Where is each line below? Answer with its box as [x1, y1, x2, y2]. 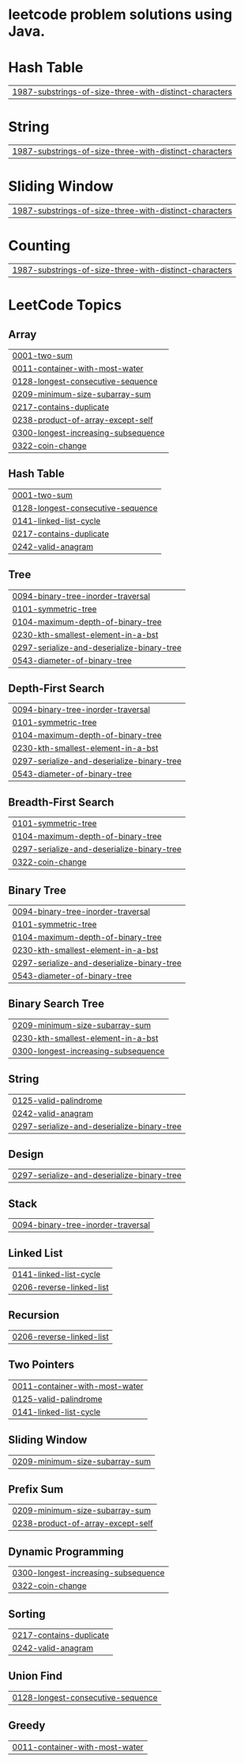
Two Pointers [8, 1358, 75, 1372]
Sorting [8, 1607, 46, 1620]
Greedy [8, 1719, 46, 1732]
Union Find [8, 1670, 63, 1683]
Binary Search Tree [8, 997, 105, 1011]
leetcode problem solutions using [8, 6, 233, 24]
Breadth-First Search [8, 795, 114, 809]
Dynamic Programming [8, 1544, 124, 1558]
